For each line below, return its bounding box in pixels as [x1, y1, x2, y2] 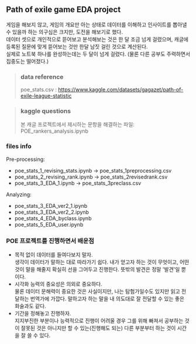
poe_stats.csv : [20, 86, 57, 93]
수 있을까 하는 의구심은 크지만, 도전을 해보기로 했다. [6, 28, 123, 35]
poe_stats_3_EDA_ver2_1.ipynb [14, 202, 88, 209]
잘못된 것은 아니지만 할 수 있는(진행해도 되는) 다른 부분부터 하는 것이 [20, 325, 176, 331]
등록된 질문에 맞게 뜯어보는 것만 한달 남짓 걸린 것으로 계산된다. [6, 43, 148, 50]
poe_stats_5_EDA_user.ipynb [14, 221, 84, 228]
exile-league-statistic [20, 92, 72, 99]
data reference [20, 73, 64, 81]
